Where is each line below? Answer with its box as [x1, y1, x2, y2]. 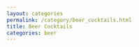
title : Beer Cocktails [6, 23, 73, 30]
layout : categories [6, 10, 64, 17]
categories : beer [6, 29, 57, 37]
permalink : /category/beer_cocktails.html [6, 17, 132, 23]
